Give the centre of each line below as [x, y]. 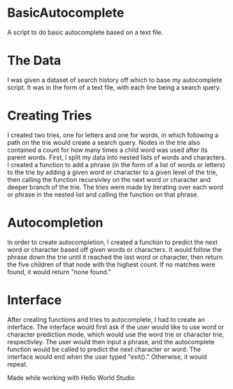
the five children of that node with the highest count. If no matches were [111, 264]
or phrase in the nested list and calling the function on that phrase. [103, 194]
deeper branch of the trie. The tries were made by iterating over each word [115, 187]
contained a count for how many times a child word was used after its [107, 150]
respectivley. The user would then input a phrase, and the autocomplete [111, 341]
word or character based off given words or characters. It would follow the [114, 249]
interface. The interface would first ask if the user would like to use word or [116, 327]
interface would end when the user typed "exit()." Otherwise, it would [107, 356]
